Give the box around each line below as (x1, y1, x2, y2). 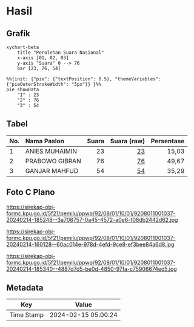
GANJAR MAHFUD (25, 166, 79, 175)
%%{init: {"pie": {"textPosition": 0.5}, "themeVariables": (6, 76, 162, 82)
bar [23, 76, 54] (17, 65, 61, 71)
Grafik (6, 28, 30, 39)
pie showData (6, 86, 39, 92)
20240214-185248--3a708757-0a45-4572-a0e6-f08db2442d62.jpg (6, 216, 178, 223)
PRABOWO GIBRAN (25, 157, 81, 165)
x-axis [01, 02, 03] (17, 55, 69, 61)
